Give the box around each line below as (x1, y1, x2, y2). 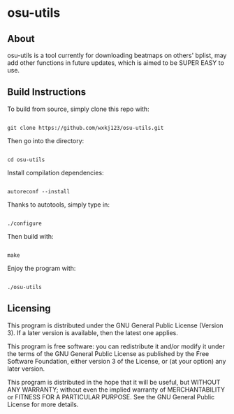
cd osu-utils (7, 156, 45, 163)
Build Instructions (7, 86, 87, 98)
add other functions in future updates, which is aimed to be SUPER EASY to (7, 59, 225, 67)
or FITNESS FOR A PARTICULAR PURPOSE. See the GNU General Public (7, 392, 215, 401)
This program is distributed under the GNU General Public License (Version (7, 321, 224, 330)
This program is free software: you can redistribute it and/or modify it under (7, 342, 225, 350)
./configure (7, 220, 42, 227)
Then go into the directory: (7, 136, 85, 145)
